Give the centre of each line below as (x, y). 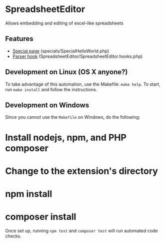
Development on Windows (47, 105)
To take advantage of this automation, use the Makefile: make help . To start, (83, 84)
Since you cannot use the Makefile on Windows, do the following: (73, 117)
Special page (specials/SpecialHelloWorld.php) (61, 51)
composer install (41, 217)
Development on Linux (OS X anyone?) (66, 72)
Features (19, 39)
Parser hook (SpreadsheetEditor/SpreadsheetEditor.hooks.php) (77, 56)
